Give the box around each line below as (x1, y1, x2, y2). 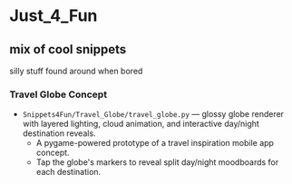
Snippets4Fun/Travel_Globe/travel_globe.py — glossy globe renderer (22, 109, 284, 120)
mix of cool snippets (9, 42, 127, 57)
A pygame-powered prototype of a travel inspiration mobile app (35, 138, 275, 149)
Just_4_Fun (9, 5, 98, 26)
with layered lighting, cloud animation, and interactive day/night (22, 119, 260, 130)
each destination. (35, 167, 102, 178)
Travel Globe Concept (9, 88, 107, 101)
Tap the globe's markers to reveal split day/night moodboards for (35, 157, 279, 168)
